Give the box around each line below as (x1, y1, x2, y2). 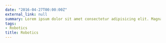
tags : (5, 21, 16, 26)
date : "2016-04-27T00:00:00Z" (5, 7, 68, 12)
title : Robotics (5, 30, 39, 35)
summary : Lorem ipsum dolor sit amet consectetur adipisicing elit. (5, 16, 149, 21)
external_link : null (5, 12, 48, 17)
